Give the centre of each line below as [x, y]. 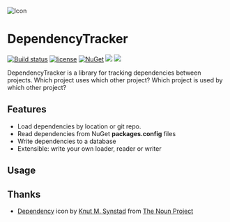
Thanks [24, 194]
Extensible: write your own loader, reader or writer [89, 148]
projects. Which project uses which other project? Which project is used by [115, 80]
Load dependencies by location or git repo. [79, 126]
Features [27, 109]
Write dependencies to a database [67, 141]
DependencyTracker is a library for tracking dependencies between [104, 73]
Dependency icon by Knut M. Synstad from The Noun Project [105, 211]
